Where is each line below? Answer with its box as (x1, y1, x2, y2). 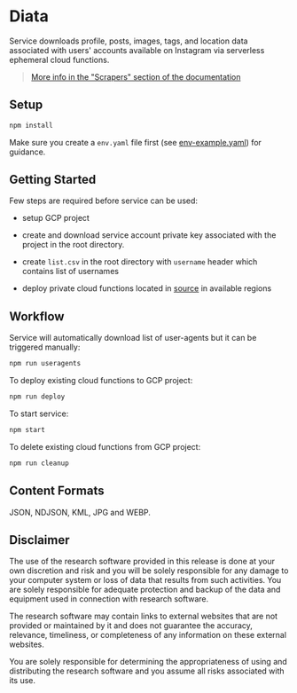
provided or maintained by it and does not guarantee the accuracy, (9, 620, 253, 631)
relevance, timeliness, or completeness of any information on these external (9, 630, 286, 641)
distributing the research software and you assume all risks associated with (9, 665, 285, 676)
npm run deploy (9, 392, 66, 401)
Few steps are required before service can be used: (9, 195, 198, 206)
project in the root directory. (21, 240, 125, 250)
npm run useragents (9, 359, 82, 368)
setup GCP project (21, 213, 90, 224)
